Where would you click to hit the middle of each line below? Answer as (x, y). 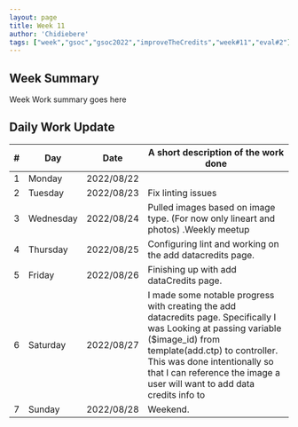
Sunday (44, 409)
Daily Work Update (62, 127)
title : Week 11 (37, 26)
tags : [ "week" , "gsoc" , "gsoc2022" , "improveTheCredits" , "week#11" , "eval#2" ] (150, 42)
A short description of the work (216, 152)
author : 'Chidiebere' (49, 34)
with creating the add (192, 305)
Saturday (47, 344)
